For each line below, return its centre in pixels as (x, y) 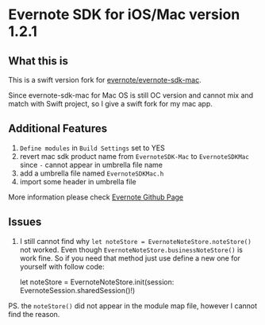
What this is (38, 61)
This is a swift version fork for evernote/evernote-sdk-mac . (105, 80)
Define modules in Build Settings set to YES (92, 148)
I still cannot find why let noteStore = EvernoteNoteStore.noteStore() (135, 241)
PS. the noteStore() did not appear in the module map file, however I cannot (133, 306)
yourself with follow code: (62, 266)
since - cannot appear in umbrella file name (91, 164)
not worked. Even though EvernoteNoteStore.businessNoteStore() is (131, 250)
